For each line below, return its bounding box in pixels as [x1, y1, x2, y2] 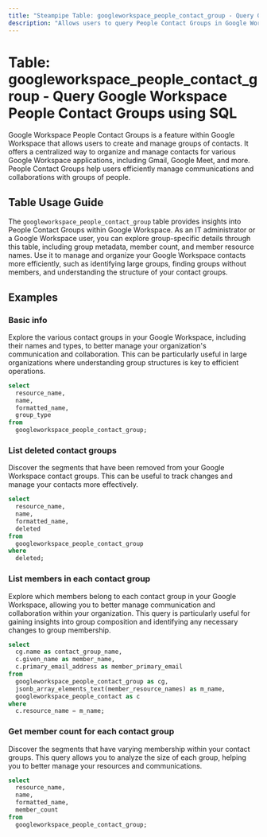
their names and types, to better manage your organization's [8, 341, 207, 350]
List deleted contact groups [8, 445, 117, 456]
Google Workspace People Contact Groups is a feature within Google [8, 130, 235, 140]
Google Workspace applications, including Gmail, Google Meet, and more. [8, 156, 250, 165]
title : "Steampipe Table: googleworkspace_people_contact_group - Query [8, 11, 254, 20]
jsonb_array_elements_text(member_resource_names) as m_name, [15, 685, 226, 693]
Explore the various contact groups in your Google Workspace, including [8, 332, 246, 342]
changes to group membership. [8, 625, 111, 635]
